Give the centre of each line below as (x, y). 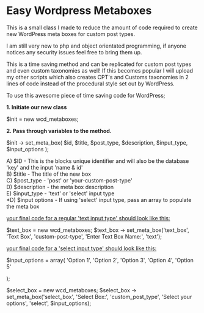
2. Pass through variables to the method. (59, 131)
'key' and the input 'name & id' (45, 167)
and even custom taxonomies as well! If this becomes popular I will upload (100, 70)
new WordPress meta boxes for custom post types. (71, 34)
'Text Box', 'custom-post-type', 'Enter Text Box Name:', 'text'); (84, 236)
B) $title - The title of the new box (49, 174)
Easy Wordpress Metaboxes (79, 11)
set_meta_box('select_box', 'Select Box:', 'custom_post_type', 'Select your (99, 297)
